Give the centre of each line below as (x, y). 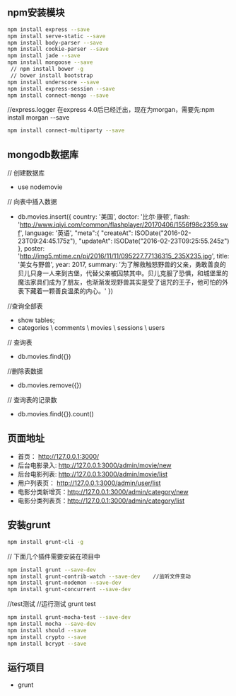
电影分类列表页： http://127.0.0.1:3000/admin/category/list (101, 501)
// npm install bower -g (47, 69)
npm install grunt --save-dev (52, 570)
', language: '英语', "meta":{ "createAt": (77, 233)
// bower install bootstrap (52, 75)
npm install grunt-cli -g (45, 542)
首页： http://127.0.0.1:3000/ (58, 456)
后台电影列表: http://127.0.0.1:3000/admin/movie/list (93, 474)
